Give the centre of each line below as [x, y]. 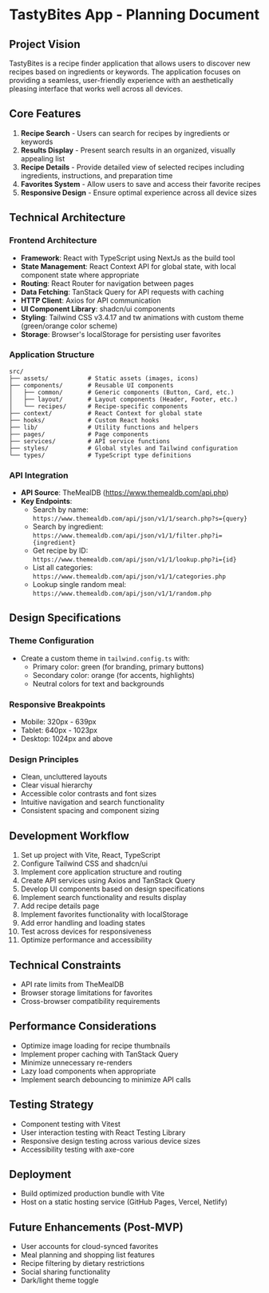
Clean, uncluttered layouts [64, 777]
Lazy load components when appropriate [88, 1071]
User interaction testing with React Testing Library [103, 1132]
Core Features [45, 114]
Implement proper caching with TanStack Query [99, 1054]
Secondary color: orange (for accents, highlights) [113, 675]
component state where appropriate [80, 275]
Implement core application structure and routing [101, 872]
